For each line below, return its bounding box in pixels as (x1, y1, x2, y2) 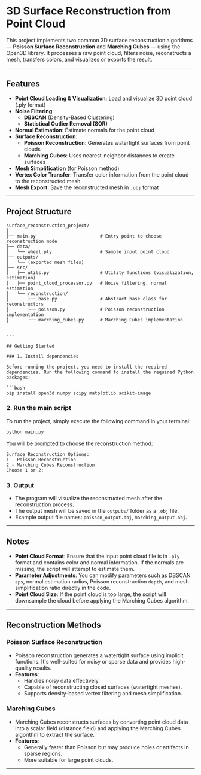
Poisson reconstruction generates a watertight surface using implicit (14, 651, 184, 659)
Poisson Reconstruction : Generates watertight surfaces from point (23, 139, 190, 146)
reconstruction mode (6, 238, 58, 244)
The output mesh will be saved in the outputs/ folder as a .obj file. (14, 507, 179, 515)
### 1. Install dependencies (6, 353, 79, 360)
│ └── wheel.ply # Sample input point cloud (6, 248, 170, 255)
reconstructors (6, 301, 44, 307)
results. (32, 664, 52, 671)
